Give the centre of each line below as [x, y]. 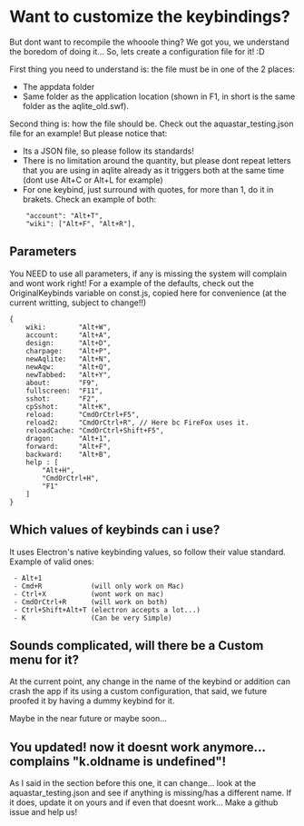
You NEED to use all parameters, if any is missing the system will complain [148, 274]
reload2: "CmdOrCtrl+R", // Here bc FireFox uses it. [137, 423]
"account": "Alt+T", [64, 215]
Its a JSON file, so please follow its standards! [108, 151]
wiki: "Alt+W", [69, 327]
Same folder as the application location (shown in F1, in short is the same [159, 96]
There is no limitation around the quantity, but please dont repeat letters [157, 160]
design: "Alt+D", [69, 343]
